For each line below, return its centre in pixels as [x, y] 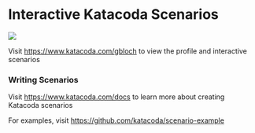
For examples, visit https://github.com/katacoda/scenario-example [116, 120]
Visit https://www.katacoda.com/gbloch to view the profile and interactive [128, 51]
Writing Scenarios [43, 79]
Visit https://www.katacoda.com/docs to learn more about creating [116, 97]
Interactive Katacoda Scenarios [113, 15]
